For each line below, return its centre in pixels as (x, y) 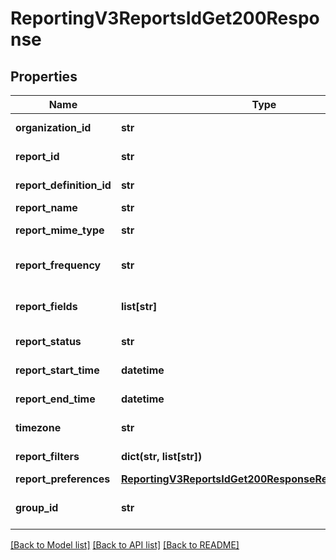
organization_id (53, 127)
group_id (37, 507)
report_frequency (58, 265)
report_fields (46, 306)
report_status (48, 341)
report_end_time (55, 399)
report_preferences (63, 479)
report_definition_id (63, 185)
